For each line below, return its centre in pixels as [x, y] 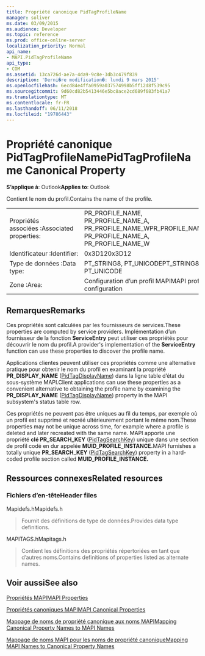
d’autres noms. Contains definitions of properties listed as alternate [105, 557]
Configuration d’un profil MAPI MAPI [135, 281]
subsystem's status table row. [44, 402]
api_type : [19, 63]
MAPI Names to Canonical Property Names [60, 646]
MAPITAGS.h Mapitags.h [37, 539]
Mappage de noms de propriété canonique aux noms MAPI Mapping [92, 621]
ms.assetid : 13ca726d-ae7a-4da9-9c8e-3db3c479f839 [72, 74]
